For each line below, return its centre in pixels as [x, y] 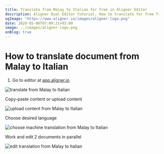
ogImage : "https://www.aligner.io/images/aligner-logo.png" [68, 19]
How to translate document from [72, 56]
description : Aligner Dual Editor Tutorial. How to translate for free [79, 14]
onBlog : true [18, 32]
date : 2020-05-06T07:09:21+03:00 [39, 23]
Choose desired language [31, 118]
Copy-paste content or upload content [44, 99]
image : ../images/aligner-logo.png [41, 28]
